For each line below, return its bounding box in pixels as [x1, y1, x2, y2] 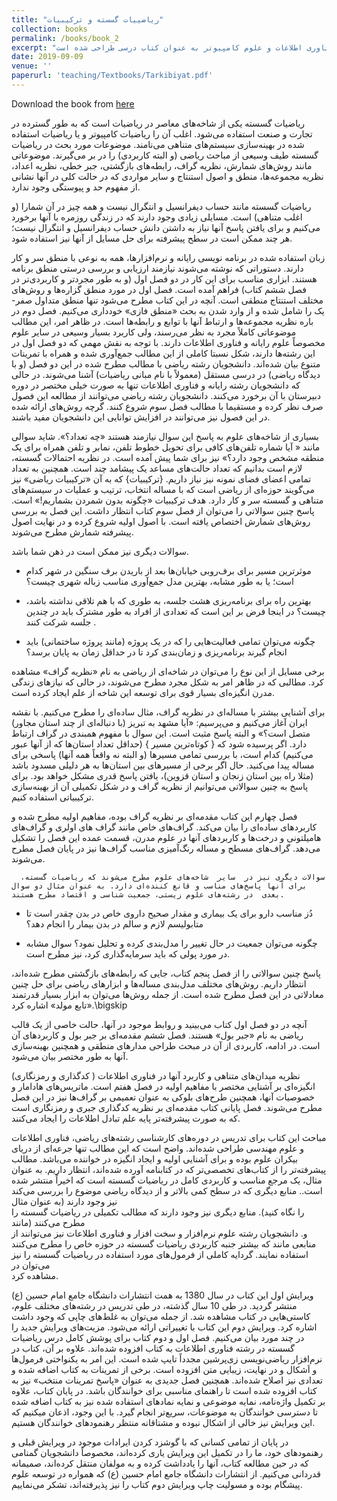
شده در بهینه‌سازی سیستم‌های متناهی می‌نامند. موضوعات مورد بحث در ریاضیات [11, 138, 305, 150]
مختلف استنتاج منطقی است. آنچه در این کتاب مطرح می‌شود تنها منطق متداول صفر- [11, 294, 324, 306]
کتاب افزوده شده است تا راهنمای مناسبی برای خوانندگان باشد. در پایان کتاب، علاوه [11, 1384, 318, 1396]
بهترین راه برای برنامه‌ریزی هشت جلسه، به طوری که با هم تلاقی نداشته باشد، [25, 594, 312, 606]
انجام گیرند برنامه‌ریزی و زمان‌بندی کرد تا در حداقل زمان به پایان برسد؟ [25, 646, 288, 658]
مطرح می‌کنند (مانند [11, 1216, 86, 1228]
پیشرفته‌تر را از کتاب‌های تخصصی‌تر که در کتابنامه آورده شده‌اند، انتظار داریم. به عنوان [11, 1163, 327, 1175]
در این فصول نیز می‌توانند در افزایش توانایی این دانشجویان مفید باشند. [11, 411, 271, 423]
